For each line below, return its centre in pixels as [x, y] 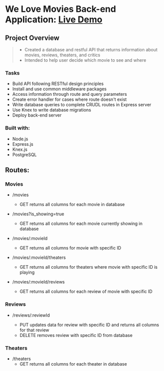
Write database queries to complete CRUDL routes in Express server [82, 105]
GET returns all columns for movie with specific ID [70, 248]
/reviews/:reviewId [31, 315]
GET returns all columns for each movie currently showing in [81, 224]
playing [27, 272]
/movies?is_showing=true [38, 214]
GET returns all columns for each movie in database [72, 205]
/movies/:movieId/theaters [39, 257]
